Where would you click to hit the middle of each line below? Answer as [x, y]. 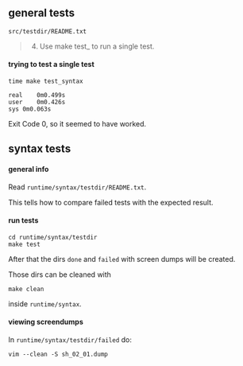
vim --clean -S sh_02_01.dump [58, 354]
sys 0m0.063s [30, 109]
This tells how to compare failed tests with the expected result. [111, 202]
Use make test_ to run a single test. [97, 46]
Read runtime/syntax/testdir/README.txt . [77, 187]
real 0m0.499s [37, 95]
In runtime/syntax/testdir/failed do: [70, 340]
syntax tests [40, 149]
